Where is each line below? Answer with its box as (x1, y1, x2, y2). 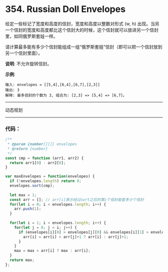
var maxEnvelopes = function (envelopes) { (5, 174, 95, 179)
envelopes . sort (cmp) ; (9, 183, 55, 188)
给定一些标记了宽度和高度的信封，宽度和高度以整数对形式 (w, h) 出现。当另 (5, 20, 159, 26)
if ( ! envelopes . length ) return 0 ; (9, 178, 81, 183)
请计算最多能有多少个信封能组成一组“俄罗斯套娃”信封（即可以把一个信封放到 (5, 43, 162, 49)
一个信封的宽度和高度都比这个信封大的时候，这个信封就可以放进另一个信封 (5, 26, 158, 33)
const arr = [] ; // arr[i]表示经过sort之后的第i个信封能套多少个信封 (9, 197, 144, 202)
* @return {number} (7, 146, 48, 151)
